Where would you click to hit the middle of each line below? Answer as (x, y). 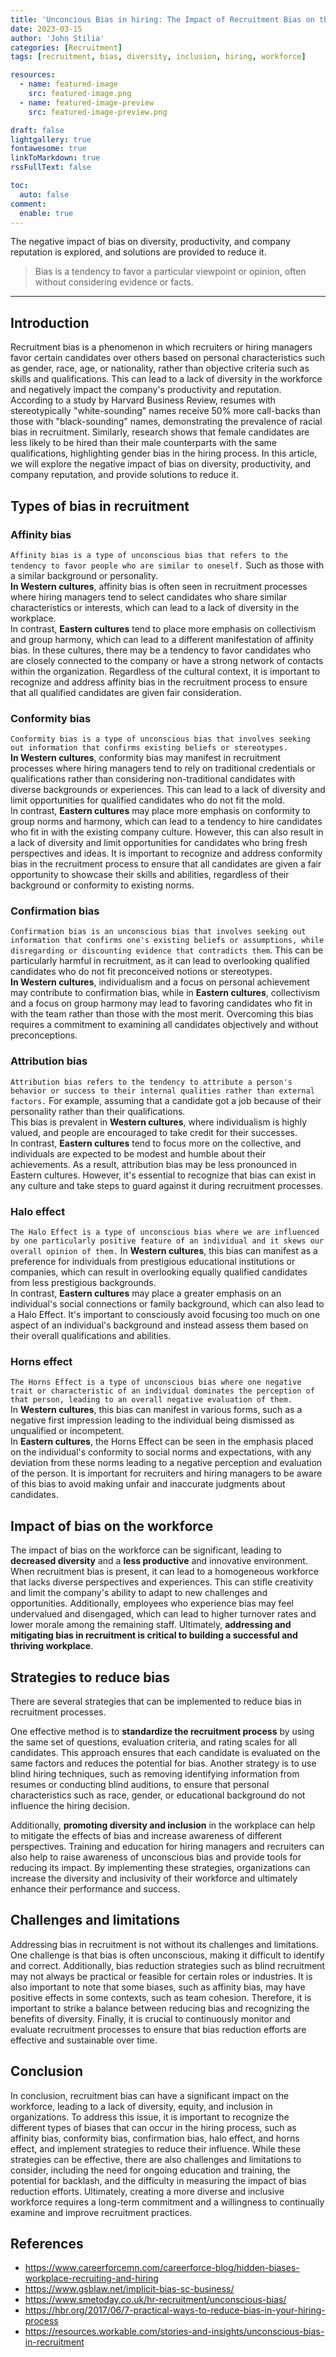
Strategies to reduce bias (90, 1677)
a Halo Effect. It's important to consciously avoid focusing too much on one (165, 1315)
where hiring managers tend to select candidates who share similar (148, 597)
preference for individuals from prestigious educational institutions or (153, 1262)
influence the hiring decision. (70, 1805)
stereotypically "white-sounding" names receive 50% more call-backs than (165, 411)
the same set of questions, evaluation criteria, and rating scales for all (154, 1742)
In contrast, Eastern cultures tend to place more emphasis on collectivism (163, 628)
